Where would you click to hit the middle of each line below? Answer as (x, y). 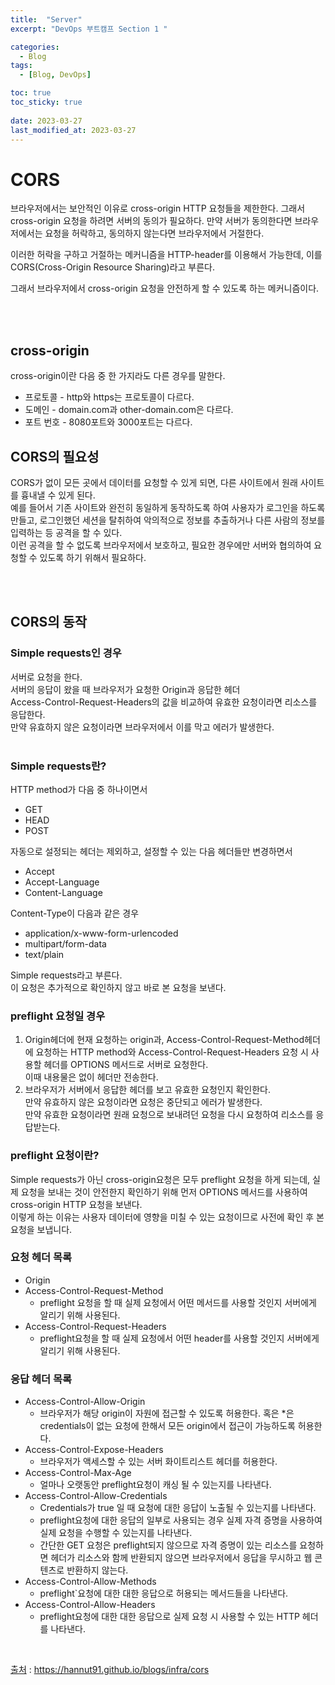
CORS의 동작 (49, 622)
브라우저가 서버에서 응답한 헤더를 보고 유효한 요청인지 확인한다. (148, 1090)
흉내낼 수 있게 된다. (58, 495)
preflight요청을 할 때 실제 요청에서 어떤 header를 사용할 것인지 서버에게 (179, 1338)
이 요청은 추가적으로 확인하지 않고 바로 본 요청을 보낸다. (118, 987)
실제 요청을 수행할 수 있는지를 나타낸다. (116, 1533)
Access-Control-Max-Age (78, 1473)
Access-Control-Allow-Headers (90, 1605)
